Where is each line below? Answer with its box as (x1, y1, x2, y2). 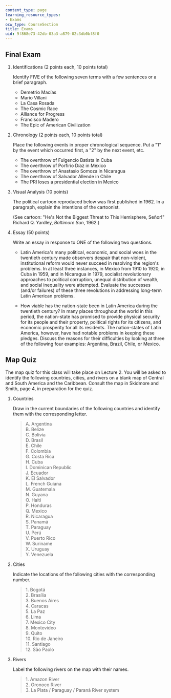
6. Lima (25, 614, 41, 620)
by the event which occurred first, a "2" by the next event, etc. (12, 147, 145, 153)
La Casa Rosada (20, 100, 55, 106)
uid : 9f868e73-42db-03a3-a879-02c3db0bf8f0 (5, 31, 100, 36)
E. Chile (25, 442, 42, 449)
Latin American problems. (20, 292, 75, 299)
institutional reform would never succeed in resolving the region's (20, 260, 159, 266)
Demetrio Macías (20, 89, 57, 95)
